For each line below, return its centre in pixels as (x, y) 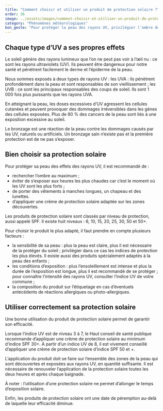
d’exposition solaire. (25, 389)
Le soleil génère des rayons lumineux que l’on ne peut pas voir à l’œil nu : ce (81, 59)
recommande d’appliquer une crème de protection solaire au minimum (75, 338)
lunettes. (21, 196)
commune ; (23, 281)
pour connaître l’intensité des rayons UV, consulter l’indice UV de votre (83, 276)
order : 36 (15, 14)
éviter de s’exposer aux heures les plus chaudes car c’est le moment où (83, 181)
